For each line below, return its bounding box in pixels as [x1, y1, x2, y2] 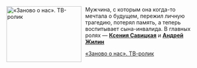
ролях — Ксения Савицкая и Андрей [85, 32, 184, 39]
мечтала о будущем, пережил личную [85, 12, 185, 19]
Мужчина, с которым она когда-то [85, 6, 176, 13]
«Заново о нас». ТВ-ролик [85, 50, 154, 57]
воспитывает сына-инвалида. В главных [85, 25, 191, 32]
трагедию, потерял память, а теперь [85, 19, 181, 26]
